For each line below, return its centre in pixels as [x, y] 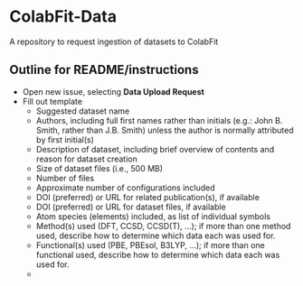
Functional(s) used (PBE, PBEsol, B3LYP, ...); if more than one [150, 244]
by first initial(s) [65, 139]
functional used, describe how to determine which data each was [158, 254]
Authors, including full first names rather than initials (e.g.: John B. [159, 120]
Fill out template [52, 101]
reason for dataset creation [87, 159]
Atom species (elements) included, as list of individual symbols [153, 216]
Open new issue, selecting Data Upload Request [114, 91]
